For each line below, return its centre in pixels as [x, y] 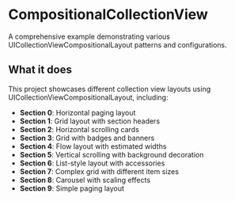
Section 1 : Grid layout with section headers [90, 121]
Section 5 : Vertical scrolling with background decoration [112, 154]
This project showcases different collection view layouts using [110, 89]
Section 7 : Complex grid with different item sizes [99, 171]
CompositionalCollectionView [108, 15]
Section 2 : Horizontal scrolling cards [80, 129]
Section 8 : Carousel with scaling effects [85, 180]
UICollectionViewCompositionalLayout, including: [88, 97]
